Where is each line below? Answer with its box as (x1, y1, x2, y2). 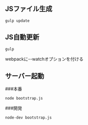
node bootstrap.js (5, 96, 43, 101)
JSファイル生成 (5, 4, 53, 13)
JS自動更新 (5, 33, 40, 41)
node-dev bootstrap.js (5, 115, 52, 121)
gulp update (5, 18, 30, 23)
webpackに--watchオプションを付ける (5, 56, 84, 62)
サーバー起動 (5, 72, 44, 81)
